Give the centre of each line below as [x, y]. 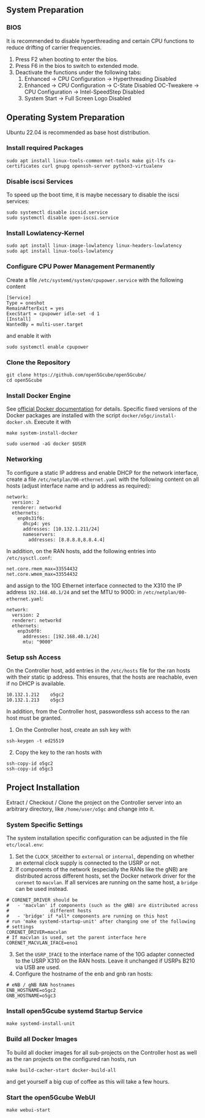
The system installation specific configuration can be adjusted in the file [97, 838]
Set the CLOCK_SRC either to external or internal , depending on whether [105, 856]
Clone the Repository [39, 362]
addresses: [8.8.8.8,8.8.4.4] [67, 540]
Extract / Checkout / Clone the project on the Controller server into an [94, 802]
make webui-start [28, 1110]
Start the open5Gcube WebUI [51, 1097]
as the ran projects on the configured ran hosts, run [71, 1059]
